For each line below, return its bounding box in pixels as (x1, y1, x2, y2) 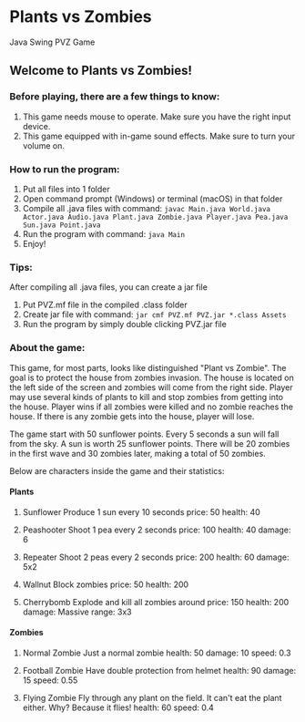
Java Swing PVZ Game (9, 36, 96, 47)
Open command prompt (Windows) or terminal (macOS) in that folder (22, 193, 283, 204)
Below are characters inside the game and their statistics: (9, 465, 225, 476)
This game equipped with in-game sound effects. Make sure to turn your (22, 130, 296, 141)
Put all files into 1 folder (22, 183, 111, 194)
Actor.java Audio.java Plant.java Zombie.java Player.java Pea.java (22, 212, 289, 222)
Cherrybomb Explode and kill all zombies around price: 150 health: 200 (22, 596, 290, 607)
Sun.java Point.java (22, 221, 101, 230)
